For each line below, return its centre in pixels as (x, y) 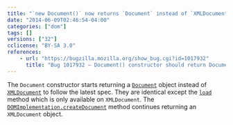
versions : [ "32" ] (32, 39)
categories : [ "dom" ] (37, 26)
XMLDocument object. (35, 114)
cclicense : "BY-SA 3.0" (42, 46)
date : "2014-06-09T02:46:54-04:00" (59, 20)
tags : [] (20, 33)
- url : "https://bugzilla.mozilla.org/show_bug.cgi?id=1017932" (114, 59)
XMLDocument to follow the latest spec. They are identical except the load (110, 92)
